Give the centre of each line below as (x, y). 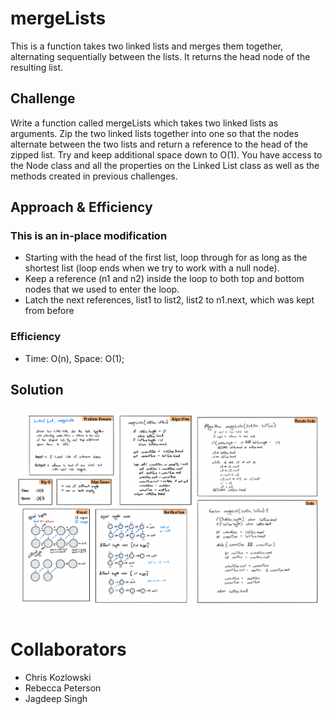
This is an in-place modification (89, 236)
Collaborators (68, 649)
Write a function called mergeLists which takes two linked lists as (144, 123)
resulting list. (37, 67)
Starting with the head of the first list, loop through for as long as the (166, 258)
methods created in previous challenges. (94, 176)
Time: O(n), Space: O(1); (74, 358)
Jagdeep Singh (56, 698)
